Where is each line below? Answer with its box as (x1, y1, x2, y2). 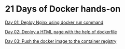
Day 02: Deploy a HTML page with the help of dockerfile (5, 29, 117, 34)
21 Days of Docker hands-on (5, 3, 121, 15)
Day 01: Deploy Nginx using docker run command (5, 19, 104, 25)
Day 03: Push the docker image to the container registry (5, 38, 117, 44)
